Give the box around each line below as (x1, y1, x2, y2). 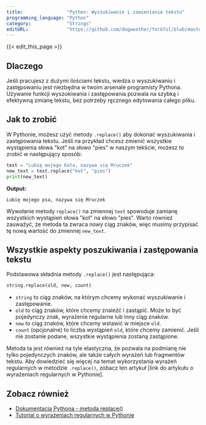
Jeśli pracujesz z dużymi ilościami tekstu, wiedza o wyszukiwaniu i (6, 77, 176, 85)
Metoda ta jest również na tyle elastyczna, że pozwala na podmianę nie (6, 345, 187, 352)
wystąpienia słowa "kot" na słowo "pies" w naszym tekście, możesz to (6, 144, 185, 151)
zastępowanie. (15, 300, 53, 308)
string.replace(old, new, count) (6, 283, 92, 289)
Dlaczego (6, 61, 44, 71)
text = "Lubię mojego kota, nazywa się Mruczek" (6, 162, 133, 168)
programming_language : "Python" (6, 15, 89, 21)
